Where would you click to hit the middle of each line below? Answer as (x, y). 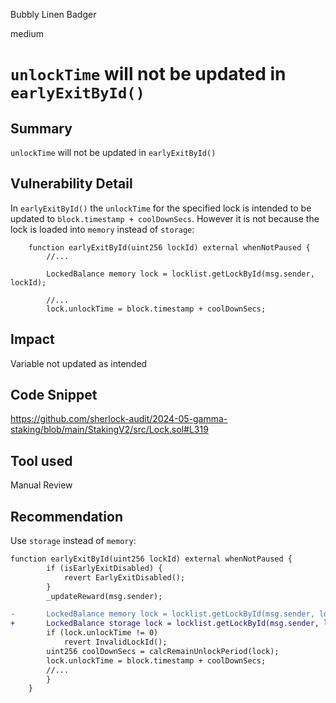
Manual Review (41, 485)
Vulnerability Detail (71, 184)
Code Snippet (54, 395)
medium (27, 33)
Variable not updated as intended (79, 363)
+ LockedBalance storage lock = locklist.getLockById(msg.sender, (165, 624)
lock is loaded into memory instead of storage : (102, 229)
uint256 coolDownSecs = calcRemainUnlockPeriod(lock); (163, 651)
